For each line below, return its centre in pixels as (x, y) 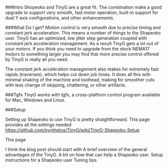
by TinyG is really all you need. (37, 59)
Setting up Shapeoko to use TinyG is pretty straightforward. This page (77, 119)
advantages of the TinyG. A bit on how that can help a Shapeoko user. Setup (84, 155)
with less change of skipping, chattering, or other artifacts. (66, 85)
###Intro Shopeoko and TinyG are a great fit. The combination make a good (83, 7)
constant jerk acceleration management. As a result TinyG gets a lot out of (82, 43)
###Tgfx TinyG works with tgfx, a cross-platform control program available (83, 95)
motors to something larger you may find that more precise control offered (82, 54)
